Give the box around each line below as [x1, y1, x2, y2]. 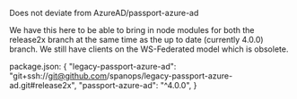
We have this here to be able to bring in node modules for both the [9, 25, 255, 35]
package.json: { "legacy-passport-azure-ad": [9, 62, 177, 71]
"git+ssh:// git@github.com [9, 70, 108, 81]
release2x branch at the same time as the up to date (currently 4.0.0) [9, 35, 264, 45]
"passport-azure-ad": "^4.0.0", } [78, 80, 197, 90]
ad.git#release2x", [9, 80, 77, 90]
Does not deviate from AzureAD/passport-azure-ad [9, 8, 199, 18]
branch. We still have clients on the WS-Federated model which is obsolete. [9, 44, 289, 54]
